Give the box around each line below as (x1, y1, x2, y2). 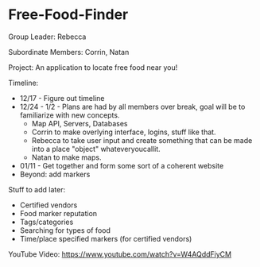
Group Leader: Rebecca (8, 32, 87, 41)
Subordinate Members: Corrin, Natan (8, 47, 130, 56)
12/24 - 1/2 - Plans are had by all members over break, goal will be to (19, 102, 246, 111)
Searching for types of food (19, 225, 111, 235)
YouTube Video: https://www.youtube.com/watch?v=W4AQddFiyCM (8, 249, 232, 259)
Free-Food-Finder (8, 6, 129, 24)
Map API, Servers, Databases (31, 118, 128, 128)
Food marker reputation (19, 208, 98, 218)
